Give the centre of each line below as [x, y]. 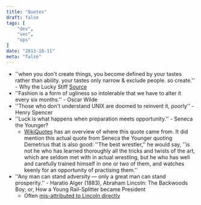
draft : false [23, 17]
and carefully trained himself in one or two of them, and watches [104, 163]
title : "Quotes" [26, 12]
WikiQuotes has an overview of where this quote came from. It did [106, 131]
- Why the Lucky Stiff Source [51, 87]
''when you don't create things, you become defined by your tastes [98, 74]
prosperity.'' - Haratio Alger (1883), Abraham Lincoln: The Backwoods [101, 183]
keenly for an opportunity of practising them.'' [81, 170]
